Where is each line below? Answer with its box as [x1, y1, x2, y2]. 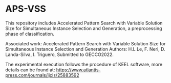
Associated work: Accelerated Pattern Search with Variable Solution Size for [5, 40, 166, 46]
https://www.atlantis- [56, 67, 101, 73]
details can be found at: [5, 67, 55, 73]
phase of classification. [5, 31, 55, 37]
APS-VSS [5, 3, 46, 15]
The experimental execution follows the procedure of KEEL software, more [5, 61, 163, 67]
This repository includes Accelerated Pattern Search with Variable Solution [5, 20, 163, 26]
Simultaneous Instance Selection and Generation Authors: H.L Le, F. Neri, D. [5, 46, 165, 52]
